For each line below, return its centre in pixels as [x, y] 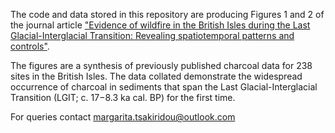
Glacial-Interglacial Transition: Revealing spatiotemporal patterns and [152, 35]
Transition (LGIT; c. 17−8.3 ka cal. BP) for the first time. [123, 97]
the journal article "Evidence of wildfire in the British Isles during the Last [160, 25]
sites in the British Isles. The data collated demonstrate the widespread [156, 76]
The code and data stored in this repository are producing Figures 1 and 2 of [167, 14]
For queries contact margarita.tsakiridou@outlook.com [123, 117]
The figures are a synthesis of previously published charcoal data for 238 [161, 65]
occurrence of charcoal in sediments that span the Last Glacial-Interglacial [164, 87]
